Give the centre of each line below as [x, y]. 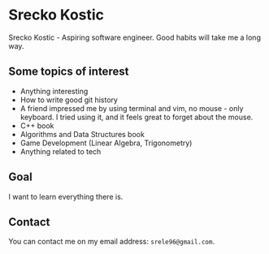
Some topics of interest [69, 72]
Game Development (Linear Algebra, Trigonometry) [106, 143]
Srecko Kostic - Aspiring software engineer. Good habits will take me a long [135, 37]
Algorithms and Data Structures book [82, 134]
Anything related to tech [61, 151]
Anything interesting [54, 91]
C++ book [37, 125]
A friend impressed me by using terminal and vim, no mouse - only [132, 108]
